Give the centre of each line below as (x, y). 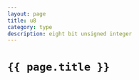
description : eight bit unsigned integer (70, 34)
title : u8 (22, 21)
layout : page (27, 14)
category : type (30, 27)
